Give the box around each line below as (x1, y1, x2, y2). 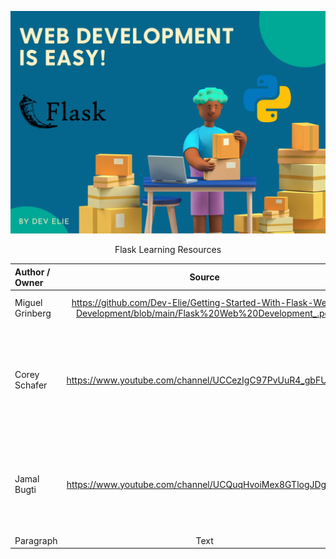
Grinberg (14, 307, 52, 319)
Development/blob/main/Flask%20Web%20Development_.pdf (75, 307, 334, 319)
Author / (14, 266, 51, 278)
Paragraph (14, 534, 58, 546)
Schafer (14, 379, 48, 391)
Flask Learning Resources (114, 244, 222, 256)
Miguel (14, 296, 43, 308)
